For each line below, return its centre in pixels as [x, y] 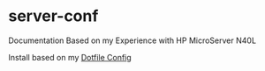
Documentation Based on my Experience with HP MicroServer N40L [132, 40]
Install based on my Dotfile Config [70, 57]
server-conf [53, 16]
